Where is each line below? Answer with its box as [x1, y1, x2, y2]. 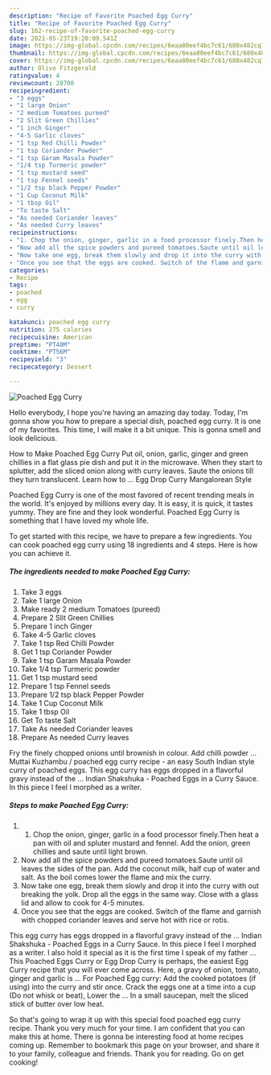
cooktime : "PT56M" [9, 348, 71, 356]
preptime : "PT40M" [9, 340, 71, 348]
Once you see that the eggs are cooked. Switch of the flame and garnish [20, 906, 262, 916]
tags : [9, 281, 27, 290]
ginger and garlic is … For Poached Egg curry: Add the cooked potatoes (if [9, 973, 257, 982]
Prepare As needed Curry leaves [20, 732, 129, 742]
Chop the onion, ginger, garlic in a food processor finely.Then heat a [32, 830, 260, 839]
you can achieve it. [9, 548, 72, 558]
